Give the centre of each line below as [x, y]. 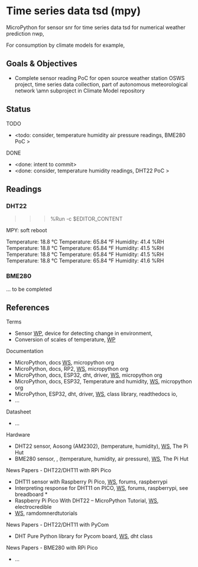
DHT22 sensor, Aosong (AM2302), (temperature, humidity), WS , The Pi [101, 446]
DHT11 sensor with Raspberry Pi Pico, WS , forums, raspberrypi [91, 482]
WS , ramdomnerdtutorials [46, 513]
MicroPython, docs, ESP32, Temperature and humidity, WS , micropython [103, 382]
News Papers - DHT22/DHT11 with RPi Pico [59, 470]
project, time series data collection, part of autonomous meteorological [101, 84]
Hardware [18, 435]
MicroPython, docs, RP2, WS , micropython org [72, 369]
